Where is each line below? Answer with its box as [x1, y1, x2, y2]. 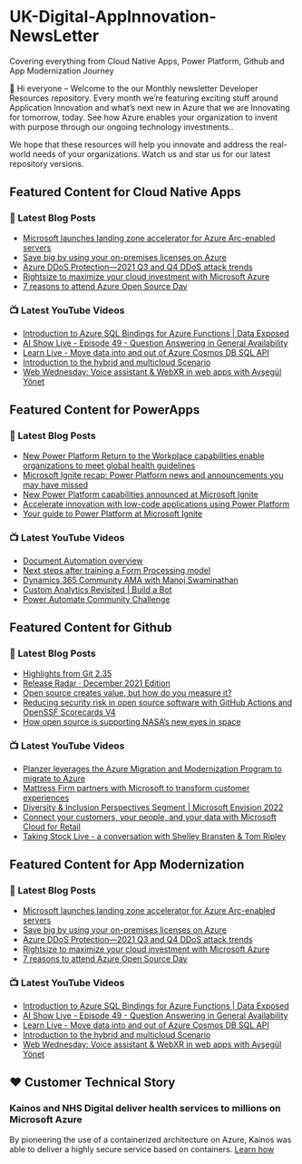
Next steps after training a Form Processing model [22, 564, 211, 575]
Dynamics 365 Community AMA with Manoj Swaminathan [22, 574, 239, 585]
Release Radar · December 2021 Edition [22, 678, 170, 689]
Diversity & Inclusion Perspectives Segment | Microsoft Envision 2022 [22, 801, 284, 813]
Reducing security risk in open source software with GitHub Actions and [22, 697, 293, 708]
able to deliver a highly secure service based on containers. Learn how [9, 1143, 275, 1154]
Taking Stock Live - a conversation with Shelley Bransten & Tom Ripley [22, 830, 287, 841]
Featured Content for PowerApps [9, 402, 200, 418]
